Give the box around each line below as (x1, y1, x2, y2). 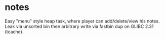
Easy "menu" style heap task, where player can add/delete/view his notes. (5, 18, 160, 24)
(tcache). (5, 28, 24, 34)
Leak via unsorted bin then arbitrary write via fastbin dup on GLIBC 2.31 (5, 23, 154, 29)
